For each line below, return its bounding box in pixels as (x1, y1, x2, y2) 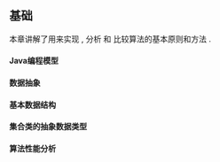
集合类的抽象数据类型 (9, 121, 87, 132)
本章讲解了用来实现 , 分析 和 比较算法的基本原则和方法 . (9, 34, 211, 44)
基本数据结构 (9, 99, 56, 110)
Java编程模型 (9, 56, 59, 66)
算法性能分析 (9, 143, 56, 153)
